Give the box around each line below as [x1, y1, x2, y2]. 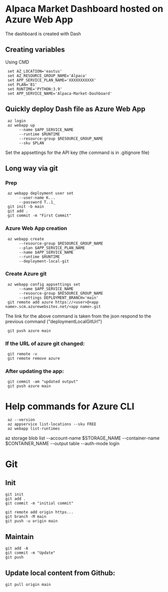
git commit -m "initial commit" [5, 501, 74, 506]
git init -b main [7, 204, 44, 209]
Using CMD [5, 59, 29, 65]
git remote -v [7, 352, 38, 357]
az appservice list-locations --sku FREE [7, 422, 96, 427]
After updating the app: [5, 368, 64, 375]
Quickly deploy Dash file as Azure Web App [5, 105, 146, 113]
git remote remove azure [7, 356, 60, 361]
